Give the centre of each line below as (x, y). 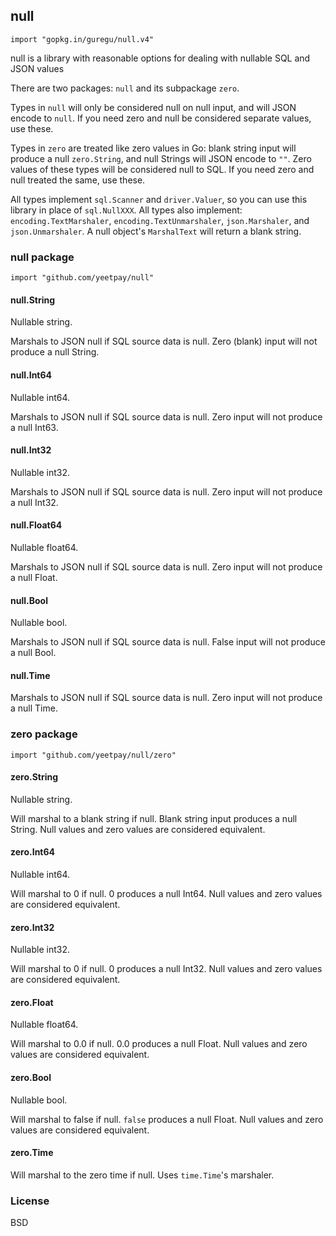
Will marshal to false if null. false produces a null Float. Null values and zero (167, 1119)
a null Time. (34, 708)
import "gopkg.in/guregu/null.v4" (82, 39)
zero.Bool (31, 1078)
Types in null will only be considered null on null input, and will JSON (153, 107)
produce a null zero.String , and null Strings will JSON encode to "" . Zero (161, 158)
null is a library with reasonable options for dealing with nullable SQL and (160, 58)
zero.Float (32, 1002)
